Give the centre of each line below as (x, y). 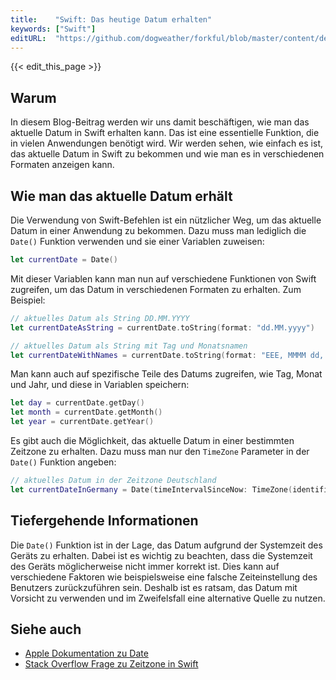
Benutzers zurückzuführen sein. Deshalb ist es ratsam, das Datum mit (154, 587)
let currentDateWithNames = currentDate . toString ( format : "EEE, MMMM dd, (167, 355)
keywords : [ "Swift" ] (53, 29)
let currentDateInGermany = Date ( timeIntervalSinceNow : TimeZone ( (151, 489)
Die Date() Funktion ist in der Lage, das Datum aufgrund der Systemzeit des (166, 545)
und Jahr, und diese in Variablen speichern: (100, 385)
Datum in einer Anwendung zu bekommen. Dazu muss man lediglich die (158, 230)
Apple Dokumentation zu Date (86, 653)
